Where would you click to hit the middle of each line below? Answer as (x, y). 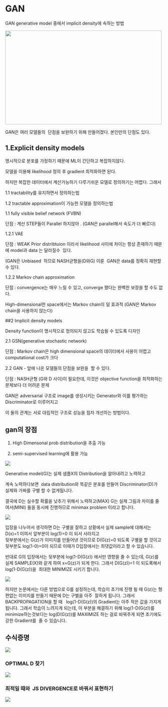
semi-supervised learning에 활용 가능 (50, 453)
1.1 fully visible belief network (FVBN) (43, 213)
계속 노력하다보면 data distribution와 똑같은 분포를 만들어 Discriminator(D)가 (81, 484)
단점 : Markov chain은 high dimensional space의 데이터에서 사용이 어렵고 (78, 351)
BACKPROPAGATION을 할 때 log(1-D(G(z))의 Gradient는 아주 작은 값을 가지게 (83, 601)
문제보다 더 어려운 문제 (27, 385)
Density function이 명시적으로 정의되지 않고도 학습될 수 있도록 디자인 (73, 331)
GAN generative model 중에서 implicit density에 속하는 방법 (65, 23)
